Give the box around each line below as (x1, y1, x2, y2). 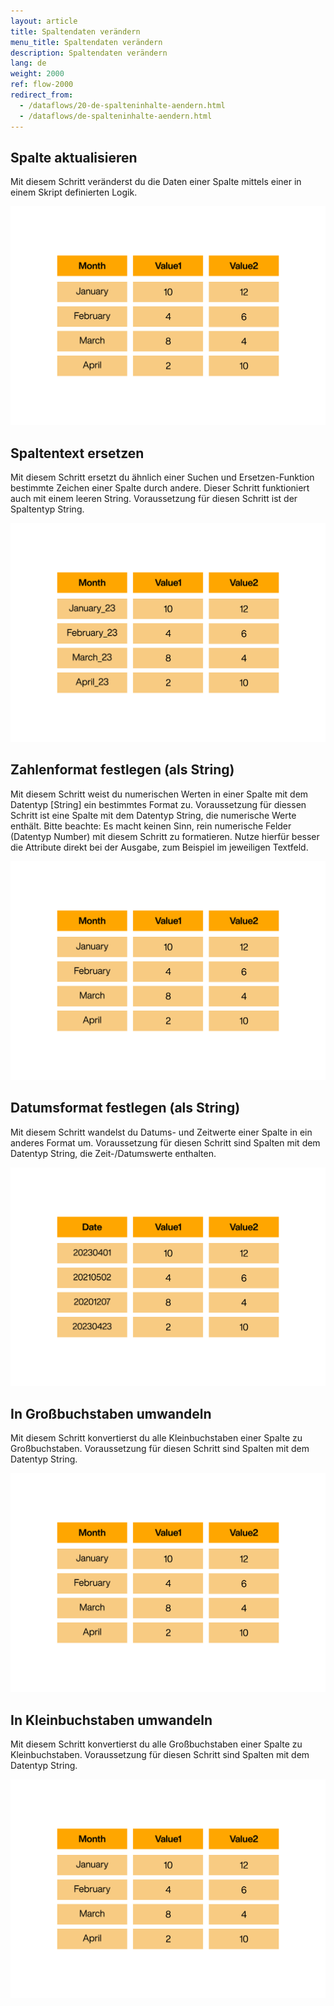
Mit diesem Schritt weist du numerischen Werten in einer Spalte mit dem (10, 788, 309, 800)
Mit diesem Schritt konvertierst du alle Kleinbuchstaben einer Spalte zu (10, 1432, 303, 1444)
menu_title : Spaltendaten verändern (10, 37, 163, 47)
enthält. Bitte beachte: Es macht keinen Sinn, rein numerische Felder (10, 820, 292, 832)
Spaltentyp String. (10, 503, 85, 515)
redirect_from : (10, 90, 74, 100)
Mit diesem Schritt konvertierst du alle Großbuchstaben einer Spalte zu (10, 1738, 303, 1750)
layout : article (10, 16, 78, 26)
